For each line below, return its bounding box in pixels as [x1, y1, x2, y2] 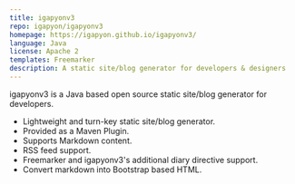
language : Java [9, 38, 67, 48]
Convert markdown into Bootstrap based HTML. [22, 164, 202, 175]
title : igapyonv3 [9, 13, 75, 23]
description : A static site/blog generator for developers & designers [9, 64, 286, 73]
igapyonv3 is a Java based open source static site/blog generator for [9, 88, 268, 100]
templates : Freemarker [9, 55, 95, 64]
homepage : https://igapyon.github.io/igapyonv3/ [9, 30, 197, 39]
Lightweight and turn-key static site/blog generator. [22, 115, 216, 127]
